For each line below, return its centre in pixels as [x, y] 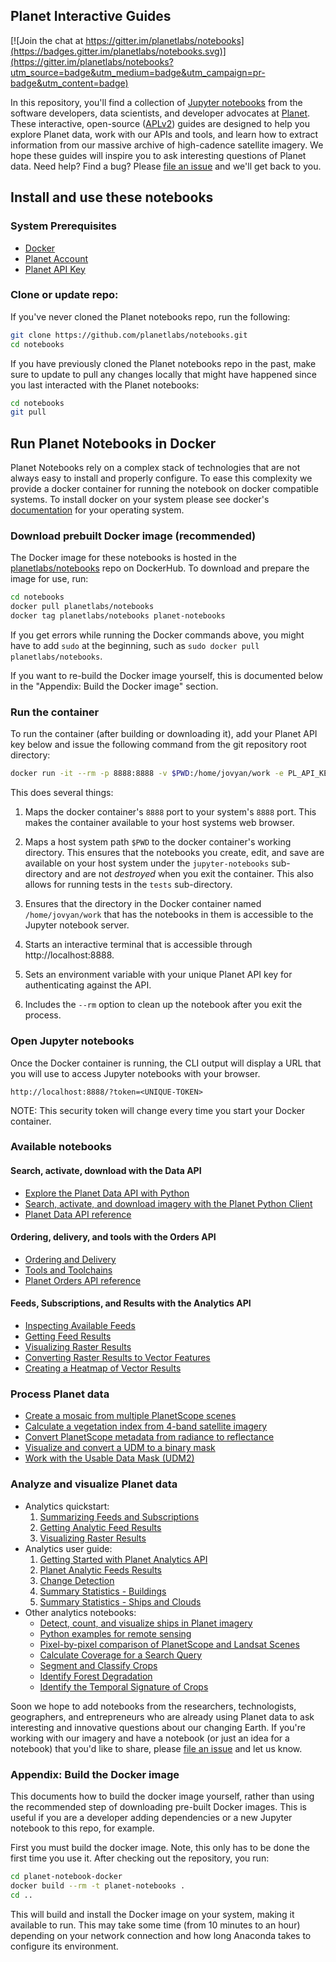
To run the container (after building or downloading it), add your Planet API [164, 734]
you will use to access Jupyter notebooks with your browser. [135, 1073]
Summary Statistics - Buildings [103, 1591]
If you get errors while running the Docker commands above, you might [157, 635]
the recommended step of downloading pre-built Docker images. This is [158, 1806]
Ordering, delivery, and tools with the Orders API [113, 1237]
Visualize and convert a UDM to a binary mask [120, 1448]
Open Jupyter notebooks [72, 1041]
